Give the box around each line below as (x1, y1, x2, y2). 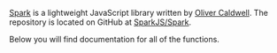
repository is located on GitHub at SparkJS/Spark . (9, 17, 192, 27)
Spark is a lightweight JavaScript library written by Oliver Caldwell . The (9, 8, 268, 18)
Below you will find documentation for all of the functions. (9, 34, 219, 44)
